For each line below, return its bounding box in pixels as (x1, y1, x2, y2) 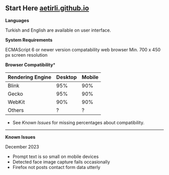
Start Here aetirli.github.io (5, 4, 90, 13)
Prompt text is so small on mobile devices (12, 153, 99, 159)
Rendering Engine (8, 73, 52, 80)
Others (8, 107, 24, 114)
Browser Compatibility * (5, 61, 55, 67)
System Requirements (5, 37, 53, 43)
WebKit (8, 98, 25, 105)
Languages (5, 17, 29, 23)
